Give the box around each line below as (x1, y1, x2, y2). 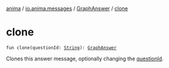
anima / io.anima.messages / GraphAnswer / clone (6, 5, 128, 12)
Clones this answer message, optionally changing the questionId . (6, 55, 164, 62)
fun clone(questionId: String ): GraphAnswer (6, 45, 117, 50)
